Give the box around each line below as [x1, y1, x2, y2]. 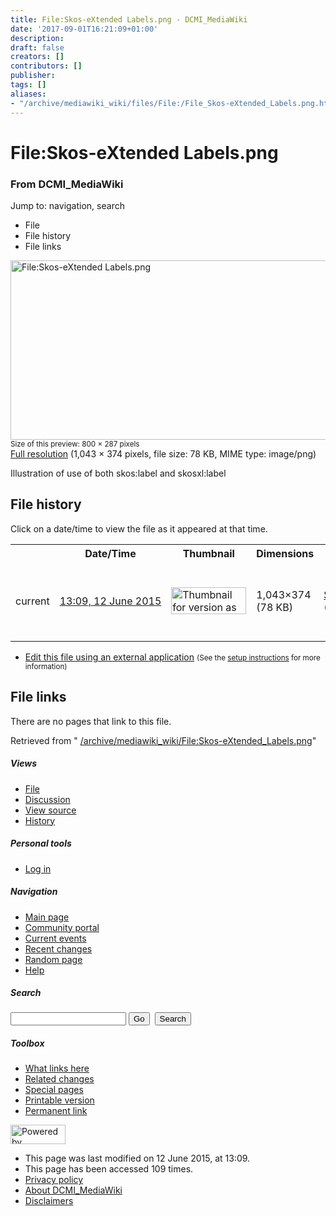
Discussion [24, 793, 71, 805]
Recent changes [24, 942, 93, 955]
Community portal [24, 921, 100, 933]
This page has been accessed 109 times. [24, 1163, 194, 1175]
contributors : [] [10, 61, 83, 71]
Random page [24, 953, 83, 965]
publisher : [10, 71, 56, 81]
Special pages [24, 1084, 84, 1096]
